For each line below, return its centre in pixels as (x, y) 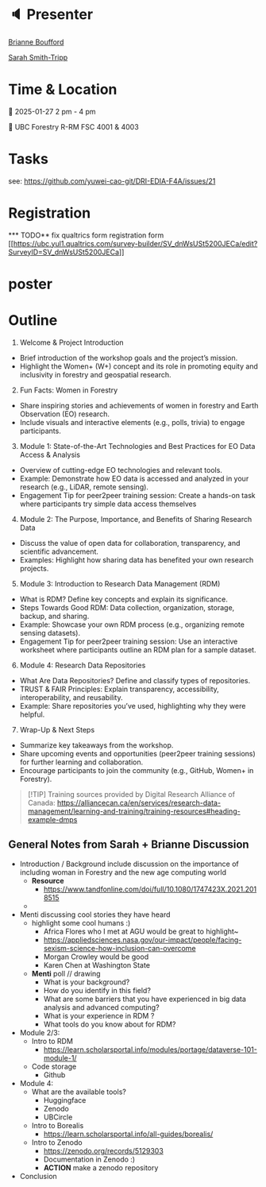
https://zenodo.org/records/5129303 (104, 1150)
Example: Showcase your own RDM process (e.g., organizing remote (132, 624)
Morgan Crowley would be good (96, 957)
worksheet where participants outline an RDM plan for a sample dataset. (138, 650)
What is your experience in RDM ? (99, 1015)
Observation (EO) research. (64, 414)
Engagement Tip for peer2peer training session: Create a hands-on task (137, 495)
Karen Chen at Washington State (97, 965)
